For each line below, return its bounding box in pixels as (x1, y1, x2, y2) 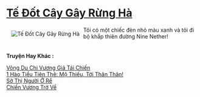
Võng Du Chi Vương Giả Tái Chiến (6, 64, 91, 71)
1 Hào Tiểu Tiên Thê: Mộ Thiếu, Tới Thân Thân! (6, 70, 123, 77)
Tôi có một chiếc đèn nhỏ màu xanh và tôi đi (83, 26, 195, 34)
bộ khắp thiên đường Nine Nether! (83, 32, 168, 40)
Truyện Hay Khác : (6, 52, 54, 59)
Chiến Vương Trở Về (6, 83, 57, 91)
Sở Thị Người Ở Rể (6, 77, 53, 84)
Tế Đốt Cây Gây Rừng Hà (6, 6, 133, 20)
